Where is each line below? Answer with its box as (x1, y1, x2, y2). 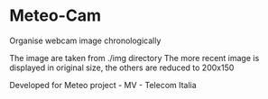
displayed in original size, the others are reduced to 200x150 (9, 62, 235, 73)
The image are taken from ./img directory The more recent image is (9, 52, 260, 63)
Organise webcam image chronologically (9, 35, 162, 46)
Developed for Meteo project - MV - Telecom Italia (9, 79, 197, 90)
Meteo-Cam (9, 5, 102, 26)
